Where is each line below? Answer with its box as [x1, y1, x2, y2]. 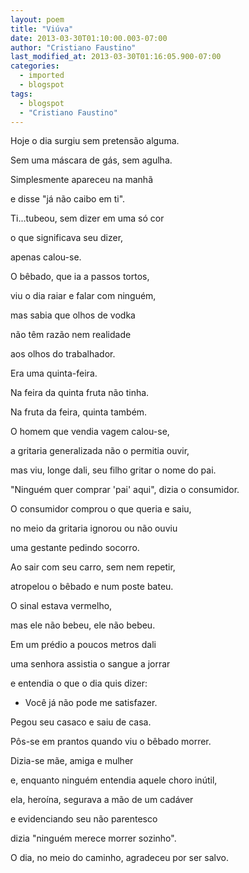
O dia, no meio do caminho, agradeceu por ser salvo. [10, 852, 230, 864]
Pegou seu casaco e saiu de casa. [10, 716, 152, 728]
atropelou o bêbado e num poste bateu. [10, 581, 174, 593]
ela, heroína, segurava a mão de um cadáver [10, 794, 194, 806]
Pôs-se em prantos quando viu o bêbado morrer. [10, 736, 212, 748]
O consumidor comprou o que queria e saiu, [10, 503, 192, 515]
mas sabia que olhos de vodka [10, 309, 136, 321]
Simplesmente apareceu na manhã [10, 174, 154, 186]
